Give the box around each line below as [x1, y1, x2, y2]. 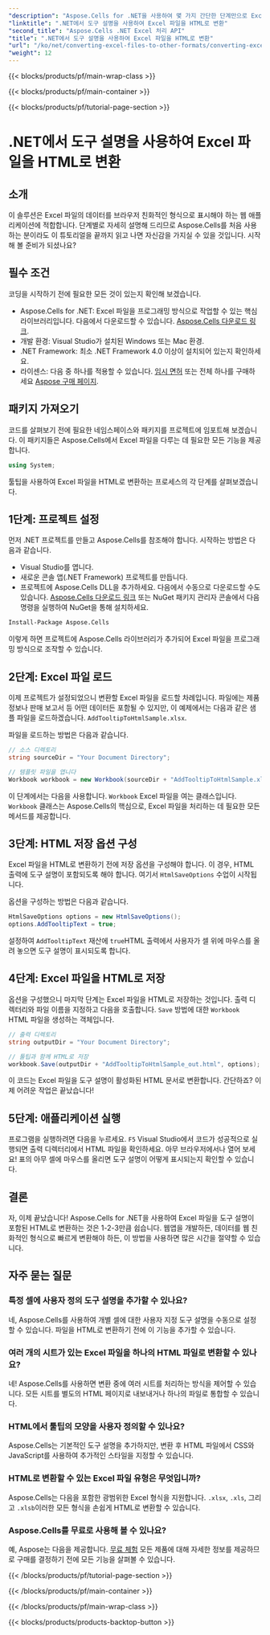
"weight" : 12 [8, 49, 52, 57]
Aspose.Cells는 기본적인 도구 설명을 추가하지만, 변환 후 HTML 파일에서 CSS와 [8, 1441, 255, 1450]
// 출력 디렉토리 [8, 1030, 56, 1039]
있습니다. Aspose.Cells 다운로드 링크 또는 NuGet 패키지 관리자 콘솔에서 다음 [19, 592, 260, 603]
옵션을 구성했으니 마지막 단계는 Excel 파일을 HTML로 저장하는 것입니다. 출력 [8, 994, 247, 1004]
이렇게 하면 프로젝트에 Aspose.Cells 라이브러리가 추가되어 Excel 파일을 [8, 634, 232, 644]
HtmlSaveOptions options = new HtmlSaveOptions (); [8, 913, 182, 921]
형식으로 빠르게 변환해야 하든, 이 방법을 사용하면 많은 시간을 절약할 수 [29, 1233, 247, 1242]
